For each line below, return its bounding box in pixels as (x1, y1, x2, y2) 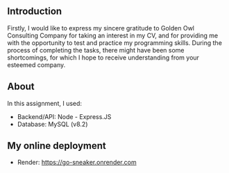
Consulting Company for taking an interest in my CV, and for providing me (7, 31, 219, 39)
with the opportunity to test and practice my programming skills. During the (7, 38, 222, 47)
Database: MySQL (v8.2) (17, 120, 88, 128)
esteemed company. (7, 60, 66, 69)
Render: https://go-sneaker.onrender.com (17, 158, 137, 167)
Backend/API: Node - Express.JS (17, 112, 112, 120)
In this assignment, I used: (7, 99, 82, 107)
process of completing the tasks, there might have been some (7, 46, 185, 54)
